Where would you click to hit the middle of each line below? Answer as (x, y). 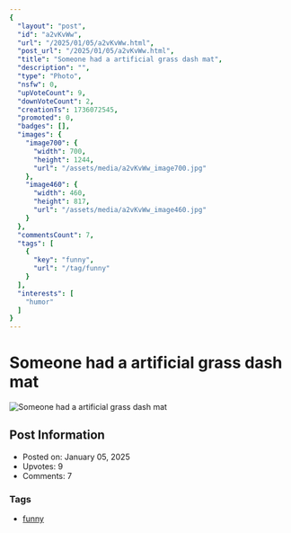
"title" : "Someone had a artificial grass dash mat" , (120, 59)
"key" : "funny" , (63, 260)
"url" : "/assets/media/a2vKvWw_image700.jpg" (119, 168)
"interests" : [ (46, 293)
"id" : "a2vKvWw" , (50, 34)
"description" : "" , (54, 68)
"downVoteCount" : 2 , (56, 101)
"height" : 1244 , (63, 160)
